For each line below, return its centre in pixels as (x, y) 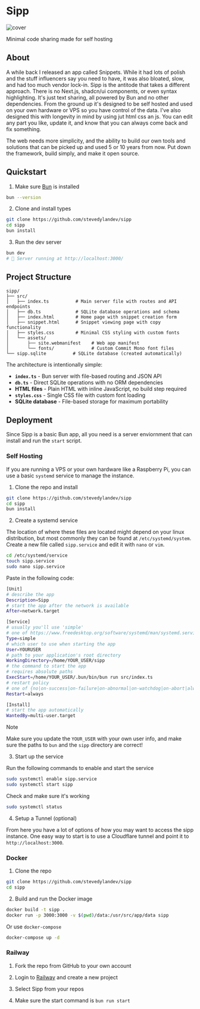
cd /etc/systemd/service (37, 555)
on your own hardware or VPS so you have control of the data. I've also (93, 110)
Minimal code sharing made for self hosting (60, 39)
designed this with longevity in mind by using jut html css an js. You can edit (99, 116)
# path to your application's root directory (63, 655)
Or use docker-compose (34, 926)
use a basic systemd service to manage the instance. (71, 476)
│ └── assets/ (26, 338)
